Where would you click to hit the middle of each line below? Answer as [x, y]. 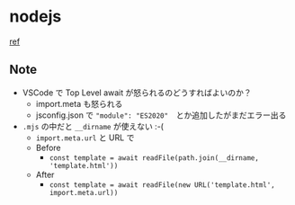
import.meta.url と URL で [85, 138]
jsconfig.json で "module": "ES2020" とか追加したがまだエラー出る [161, 115]
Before [48, 147]
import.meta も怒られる [79, 103]
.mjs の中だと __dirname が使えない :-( [93, 126]
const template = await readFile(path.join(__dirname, [154, 158]
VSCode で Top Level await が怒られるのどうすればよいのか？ [137, 93]
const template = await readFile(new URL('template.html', [162, 185]
